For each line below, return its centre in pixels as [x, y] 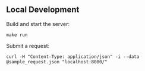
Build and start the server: [38, 24]
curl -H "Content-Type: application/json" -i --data [73, 57]
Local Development [43, 10]
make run [17, 35]
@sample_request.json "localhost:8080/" [57, 62]
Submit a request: [28, 46]
